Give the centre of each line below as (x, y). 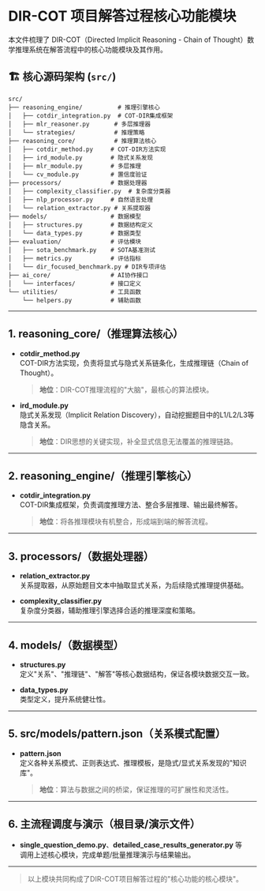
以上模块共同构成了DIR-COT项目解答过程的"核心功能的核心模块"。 (135, 878)
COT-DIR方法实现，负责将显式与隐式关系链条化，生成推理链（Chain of (134, 363)
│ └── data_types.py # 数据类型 (75, 233)
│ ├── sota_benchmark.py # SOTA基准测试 (82, 250)
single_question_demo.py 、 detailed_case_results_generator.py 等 (131, 844)
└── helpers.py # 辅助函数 (82, 300)
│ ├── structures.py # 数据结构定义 (81, 225)
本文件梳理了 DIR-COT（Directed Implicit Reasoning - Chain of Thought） (128, 39)
